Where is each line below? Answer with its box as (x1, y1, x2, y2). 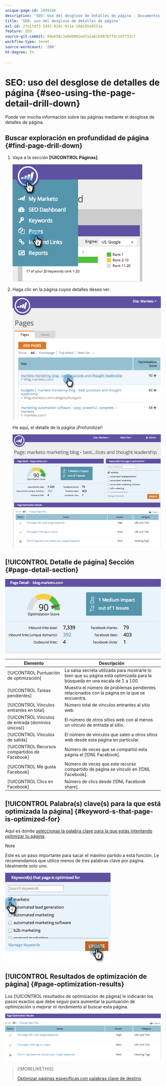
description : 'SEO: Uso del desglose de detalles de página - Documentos (5, 13, 161, 18)
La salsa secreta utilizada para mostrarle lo (64, 667, 152, 673)
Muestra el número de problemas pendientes (64, 685, 156, 691)
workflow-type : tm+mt (5, 40, 50, 44)
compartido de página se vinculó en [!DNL (64, 766, 151, 772)
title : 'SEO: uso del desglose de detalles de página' (5, 18, 121, 23)
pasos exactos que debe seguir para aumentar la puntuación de (5, 999, 135, 1004)
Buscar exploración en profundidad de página (5, 133, 149, 142)
